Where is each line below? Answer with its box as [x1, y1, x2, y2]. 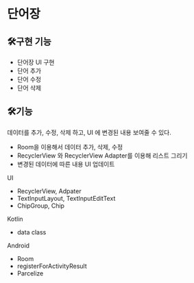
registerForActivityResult [16, 262, 87, 270]
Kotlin [7, 214, 23, 223]
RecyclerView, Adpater [16, 186, 82, 195]
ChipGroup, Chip [16, 201, 65, 210]
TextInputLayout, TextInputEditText [16, 194, 116, 202]
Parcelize [16, 269, 44, 278]
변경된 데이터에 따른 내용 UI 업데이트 [16, 160, 115, 168]
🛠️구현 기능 [7, 36, 51, 47]
